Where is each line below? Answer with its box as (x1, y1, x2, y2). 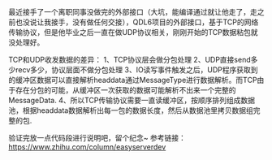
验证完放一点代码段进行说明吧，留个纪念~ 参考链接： (8, 133, 187, 142)
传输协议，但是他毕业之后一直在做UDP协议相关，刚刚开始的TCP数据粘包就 (8, 28, 258, 37)
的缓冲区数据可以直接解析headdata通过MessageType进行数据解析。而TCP (8, 76, 257, 84)
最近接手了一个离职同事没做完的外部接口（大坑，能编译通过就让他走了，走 (8, 7, 257, 16)
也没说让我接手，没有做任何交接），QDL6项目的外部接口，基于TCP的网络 (15, 17, 259, 27)
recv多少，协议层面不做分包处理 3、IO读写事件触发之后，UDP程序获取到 (15, 65, 258, 75)
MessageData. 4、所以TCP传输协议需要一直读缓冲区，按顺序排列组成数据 (8, 96, 256, 105)
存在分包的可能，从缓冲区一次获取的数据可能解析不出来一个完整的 (15, 85, 236, 95)
